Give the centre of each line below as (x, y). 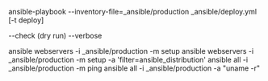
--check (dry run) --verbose (55, 36)
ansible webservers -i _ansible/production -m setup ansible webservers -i (131, 51)
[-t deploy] (26, 20)
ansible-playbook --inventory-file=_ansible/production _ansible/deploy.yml (132, 12)
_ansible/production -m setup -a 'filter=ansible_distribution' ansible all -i (128, 60)
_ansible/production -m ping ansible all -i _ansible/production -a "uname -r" (134, 68)
